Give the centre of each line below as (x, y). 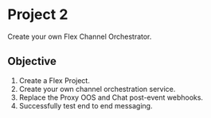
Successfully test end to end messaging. (86, 105)
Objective (32, 61)
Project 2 (38, 15)
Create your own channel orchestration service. (97, 89)
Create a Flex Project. (55, 80)
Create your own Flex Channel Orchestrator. (80, 36)
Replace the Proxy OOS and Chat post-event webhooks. (111, 97)
